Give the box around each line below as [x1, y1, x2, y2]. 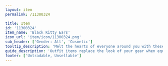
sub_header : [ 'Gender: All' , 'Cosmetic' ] [5, 39, 93, 45]
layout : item [5, 7, 32, 12]
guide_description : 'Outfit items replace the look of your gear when [5, 48, 155, 54]
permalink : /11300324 [5, 12, 50, 17]
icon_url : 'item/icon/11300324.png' [5, 35, 81, 40]
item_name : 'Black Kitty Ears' [5, 30, 70, 35]
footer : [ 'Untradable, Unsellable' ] [5, 53, 81, 58]
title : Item [5, 21, 30, 26]
